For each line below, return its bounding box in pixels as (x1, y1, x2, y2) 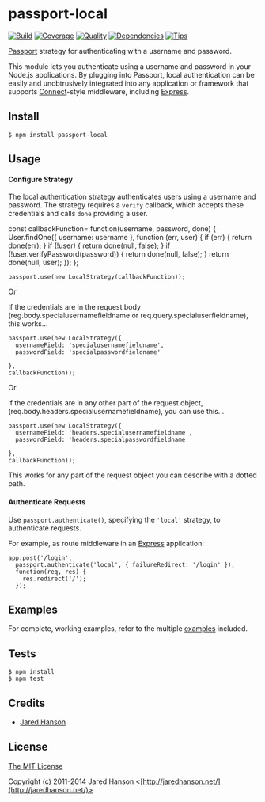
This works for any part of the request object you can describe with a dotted (8, 470, 257, 480)
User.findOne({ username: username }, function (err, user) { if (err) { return (8, 233, 252, 242)
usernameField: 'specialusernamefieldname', (15, 341, 165, 349)
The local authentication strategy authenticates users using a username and (8, 192, 256, 202)
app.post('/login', (8, 553, 73, 562)
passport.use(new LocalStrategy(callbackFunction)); (8, 273, 186, 281)
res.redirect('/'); (22, 575, 87, 583)
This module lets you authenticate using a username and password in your (8, 61, 252, 71)
